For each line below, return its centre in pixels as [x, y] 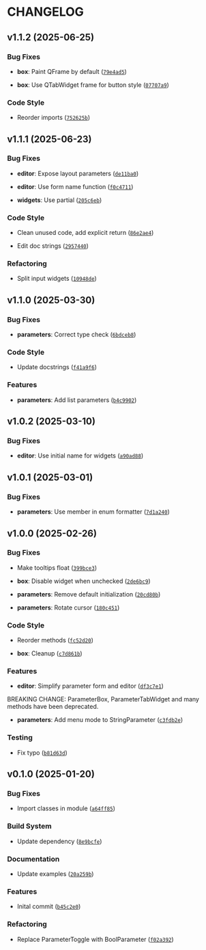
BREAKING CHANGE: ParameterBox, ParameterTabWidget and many [103, 699]
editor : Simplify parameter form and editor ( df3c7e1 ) [90, 686]
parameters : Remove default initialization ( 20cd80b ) [89, 594]
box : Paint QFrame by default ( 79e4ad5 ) [72, 71]
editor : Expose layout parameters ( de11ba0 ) [78, 173]
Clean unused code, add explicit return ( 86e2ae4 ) [85, 233]
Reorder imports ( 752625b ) [54, 118]
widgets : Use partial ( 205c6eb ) [59, 200]
